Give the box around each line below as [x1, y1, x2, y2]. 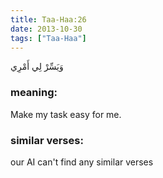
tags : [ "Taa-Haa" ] [10, 33, 87, 43]
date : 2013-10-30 [10, 24, 83, 34]
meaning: [10, 86, 58, 100]
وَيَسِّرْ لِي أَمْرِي [10, 61, 64, 73]
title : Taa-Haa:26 [10, 14, 87, 25]
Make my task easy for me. [10, 108, 122, 120]
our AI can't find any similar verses [10, 156, 154, 168]
